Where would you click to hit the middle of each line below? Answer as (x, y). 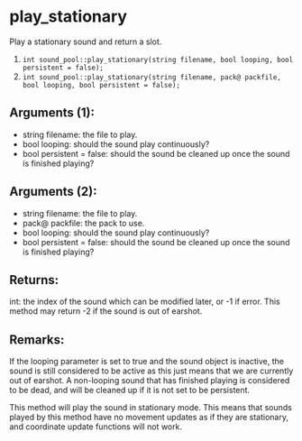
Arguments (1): (52, 113)
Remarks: (37, 340)
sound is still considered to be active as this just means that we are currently (151, 371)
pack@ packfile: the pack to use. (83, 223)
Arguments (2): (53, 192)
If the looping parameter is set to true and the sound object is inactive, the (146, 362)
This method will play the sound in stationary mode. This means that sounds (151, 408)
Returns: (34, 280)
